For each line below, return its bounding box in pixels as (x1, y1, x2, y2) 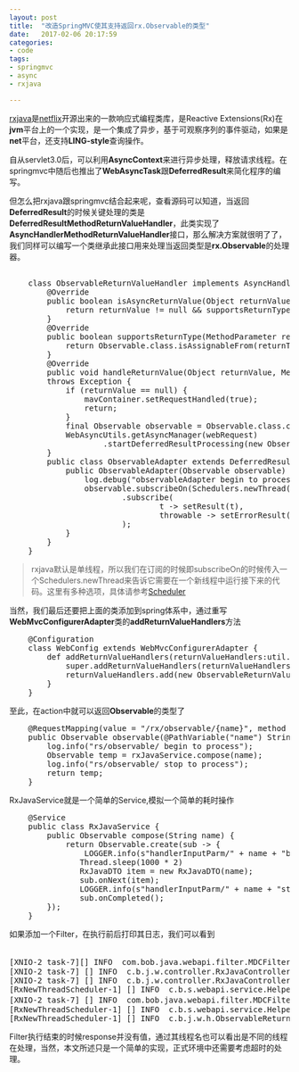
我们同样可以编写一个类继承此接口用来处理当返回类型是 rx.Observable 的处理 (9, 240, 290, 251)
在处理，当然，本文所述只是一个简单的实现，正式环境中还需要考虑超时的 (9, 1042, 274, 1053)
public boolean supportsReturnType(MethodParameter (46, 331, 278, 342)
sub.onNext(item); (79, 875, 160, 885)
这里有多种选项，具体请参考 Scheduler (46, 586, 186, 596)
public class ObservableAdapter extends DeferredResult (46, 456, 296, 467)
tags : (9, 54, 29, 63)
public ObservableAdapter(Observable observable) (65, 465, 287, 476)
